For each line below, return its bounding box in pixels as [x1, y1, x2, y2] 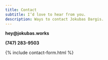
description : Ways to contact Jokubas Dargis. [5, 16, 104, 21]
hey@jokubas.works [5, 30, 49, 36]
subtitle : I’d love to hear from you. [5, 12, 86, 17]
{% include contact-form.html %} [5, 49, 74, 55]
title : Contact [5, 7, 37, 12]
